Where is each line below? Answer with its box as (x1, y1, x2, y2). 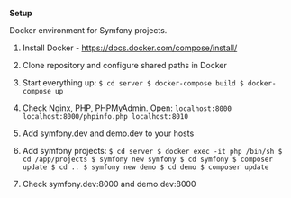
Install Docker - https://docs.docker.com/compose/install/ (22, 42, 238, 53)
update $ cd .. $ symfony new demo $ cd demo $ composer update (22, 163, 269, 172)
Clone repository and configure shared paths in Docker (22, 60, 228, 70)
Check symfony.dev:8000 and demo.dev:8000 (22, 179, 196, 189)
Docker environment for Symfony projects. (9, 25, 168, 35)
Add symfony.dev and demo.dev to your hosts (22, 128, 195, 139)
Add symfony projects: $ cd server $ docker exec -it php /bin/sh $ (22, 146, 283, 156)
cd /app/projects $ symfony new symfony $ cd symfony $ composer (22, 155, 273, 164)
